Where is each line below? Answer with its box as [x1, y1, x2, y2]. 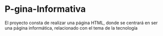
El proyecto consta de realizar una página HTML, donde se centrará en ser [4, 20, 158, 26]
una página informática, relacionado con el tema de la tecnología [4, 25, 138, 31]
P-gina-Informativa [4, 3, 86, 15]
